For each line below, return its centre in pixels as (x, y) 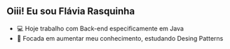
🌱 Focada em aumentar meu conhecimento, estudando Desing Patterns (120, 38)
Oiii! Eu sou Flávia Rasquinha (71, 11)
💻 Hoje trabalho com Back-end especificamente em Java (100, 28)
